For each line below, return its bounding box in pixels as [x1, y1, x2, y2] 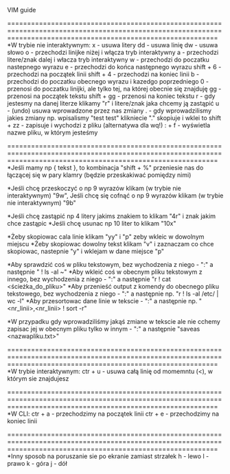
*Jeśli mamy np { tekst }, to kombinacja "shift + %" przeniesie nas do [7, 164, 204, 171]
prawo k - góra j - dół [7, 460, 67, 467]
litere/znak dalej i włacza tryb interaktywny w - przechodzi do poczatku [7, 56, 209, 64]
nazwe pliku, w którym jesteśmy [7, 128, 98, 137]
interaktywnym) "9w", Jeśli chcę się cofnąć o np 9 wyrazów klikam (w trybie [7, 191, 224, 200]
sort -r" [66, 305, 87, 312]
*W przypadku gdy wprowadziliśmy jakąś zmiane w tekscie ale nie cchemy [7, 318, 221, 325]
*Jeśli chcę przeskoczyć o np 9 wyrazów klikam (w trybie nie [7, 185, 182, 192]
